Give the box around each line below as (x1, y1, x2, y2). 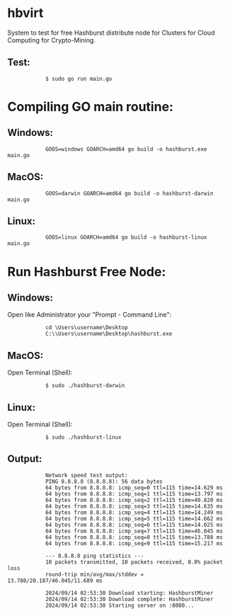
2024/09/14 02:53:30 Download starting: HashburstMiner (45, 589, 214, 596)
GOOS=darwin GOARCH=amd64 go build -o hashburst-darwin (45, 190, 214, 197)
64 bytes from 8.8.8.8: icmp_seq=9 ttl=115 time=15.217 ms (45, 540, 223, 547)
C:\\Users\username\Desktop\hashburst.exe (45, 331, 173, 338)
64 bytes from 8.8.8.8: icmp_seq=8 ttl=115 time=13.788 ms (45, 533, 223, 541)
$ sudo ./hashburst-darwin (45, 382, 125, 389)
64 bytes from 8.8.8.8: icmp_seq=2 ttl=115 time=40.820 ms (45, 496, 223, 503)
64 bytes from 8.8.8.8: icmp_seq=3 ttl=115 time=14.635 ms (45, 503, 223, 510)
